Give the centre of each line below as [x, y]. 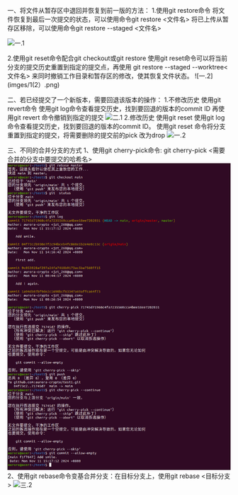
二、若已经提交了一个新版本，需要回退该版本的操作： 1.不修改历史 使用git [114, 100]
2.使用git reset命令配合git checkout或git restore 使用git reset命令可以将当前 [118, 58]
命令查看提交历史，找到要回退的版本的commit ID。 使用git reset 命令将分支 [117, 126]
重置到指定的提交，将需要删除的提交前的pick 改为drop [86, 135]
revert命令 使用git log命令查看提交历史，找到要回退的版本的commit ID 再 [113, 109]
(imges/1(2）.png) [34, 85]
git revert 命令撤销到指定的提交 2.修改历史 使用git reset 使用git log [119, 118]
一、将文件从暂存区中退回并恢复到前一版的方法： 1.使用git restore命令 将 [113, 10]
